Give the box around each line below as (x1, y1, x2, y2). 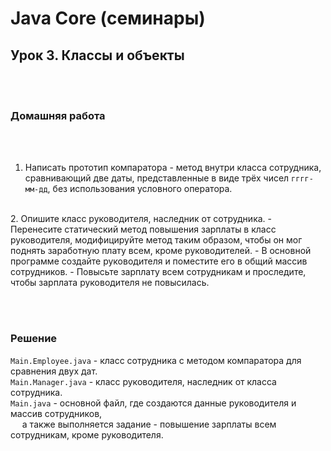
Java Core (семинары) (10, 7, 206, 30)
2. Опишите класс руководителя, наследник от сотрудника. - (10, 213, 272, 225)
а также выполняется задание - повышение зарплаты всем (21, 418, 277, 430)
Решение (10, 332, 58, 346)
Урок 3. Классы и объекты (10, 47, 185, 64)
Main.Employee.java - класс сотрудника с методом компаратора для (10, 354, 302, 366)
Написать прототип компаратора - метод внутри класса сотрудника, (24, 162, 322, 174)
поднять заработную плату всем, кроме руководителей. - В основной (10, 245, 312, 257)
